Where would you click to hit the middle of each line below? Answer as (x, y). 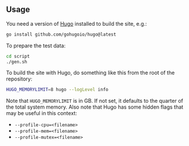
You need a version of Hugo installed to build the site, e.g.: (77, 23)
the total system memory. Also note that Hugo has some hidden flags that (95, 107)
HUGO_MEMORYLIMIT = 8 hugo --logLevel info (57, 90)
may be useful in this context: (42, 113)
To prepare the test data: (36, 46)
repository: (19, 79)
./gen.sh (17, 62)
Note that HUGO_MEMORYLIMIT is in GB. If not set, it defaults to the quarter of (94, 101)
